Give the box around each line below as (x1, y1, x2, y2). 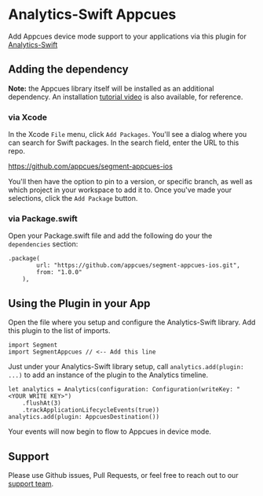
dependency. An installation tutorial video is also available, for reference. (8, 92, 243, 102)
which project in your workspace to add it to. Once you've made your (8, 185, 232, 194)
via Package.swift (8, 213, 79, 224)
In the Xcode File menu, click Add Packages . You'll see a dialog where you (8, 130, 247, 139)
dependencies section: (8, 239, 79, 249)
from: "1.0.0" (36, 268, 82, 276)
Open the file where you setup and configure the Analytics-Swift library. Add (8, 317, 256, 328)
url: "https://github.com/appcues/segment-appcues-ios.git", (36, 261, 241, 269)
